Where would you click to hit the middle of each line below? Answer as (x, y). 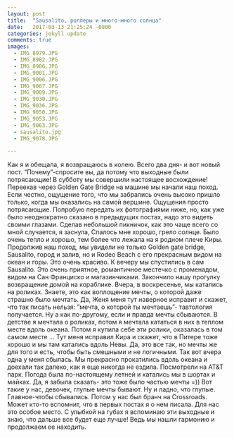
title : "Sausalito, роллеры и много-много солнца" (84, 20)
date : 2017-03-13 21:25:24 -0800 (59, 27)
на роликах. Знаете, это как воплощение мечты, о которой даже (104, 292)
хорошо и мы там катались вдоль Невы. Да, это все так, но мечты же (112, 345)
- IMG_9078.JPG (36, 138)
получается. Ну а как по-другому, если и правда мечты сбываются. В (112, 315)
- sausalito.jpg (37, 132)
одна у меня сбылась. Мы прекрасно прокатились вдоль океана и (107, 360)
